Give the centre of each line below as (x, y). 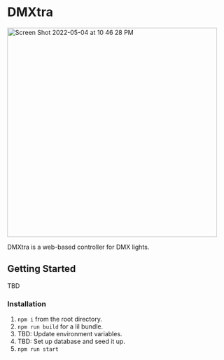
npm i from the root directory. (60, 319)
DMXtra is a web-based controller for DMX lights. (78, 247)
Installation (27, 303)
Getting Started (42, 269)
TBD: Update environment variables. (70, 334)
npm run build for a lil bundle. (60, 326)
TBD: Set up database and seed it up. (71, 341)
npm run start (38, 350)
